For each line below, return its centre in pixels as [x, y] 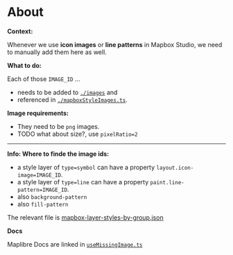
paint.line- [167, 182]
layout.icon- [175, 168]
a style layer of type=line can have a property [83, 182]
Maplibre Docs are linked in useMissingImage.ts [75, 244]
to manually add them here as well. [57, 52]
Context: [20, 31]
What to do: [24, 65]
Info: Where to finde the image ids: [58, 154]
